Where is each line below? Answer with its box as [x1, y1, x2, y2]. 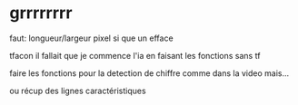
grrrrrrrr [9, 3, 73, 24]
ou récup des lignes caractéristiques [9, 85, 147, 96]
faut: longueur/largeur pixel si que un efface [9, 33, 174, 43]
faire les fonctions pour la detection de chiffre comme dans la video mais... [9, 67, 290, 79]
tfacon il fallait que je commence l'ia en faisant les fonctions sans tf [9, 50, 261, 61]
